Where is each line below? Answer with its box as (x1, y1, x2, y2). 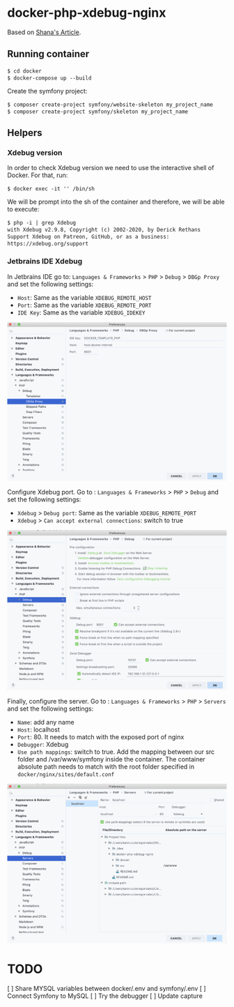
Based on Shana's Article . (7, 28, 81, 36)
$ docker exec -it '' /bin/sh (7, 185, 95, 192)
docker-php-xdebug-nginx (7, 5, 166, 21)
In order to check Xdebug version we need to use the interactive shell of (7, 164, 214, 172)
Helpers (7, 127, 42, 139)
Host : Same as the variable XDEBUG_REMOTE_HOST (17, 293, 152, 301)
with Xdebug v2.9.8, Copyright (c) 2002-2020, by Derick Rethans (7, 227, 201, 234)
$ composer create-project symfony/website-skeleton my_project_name (7, 101, 214, 108)
